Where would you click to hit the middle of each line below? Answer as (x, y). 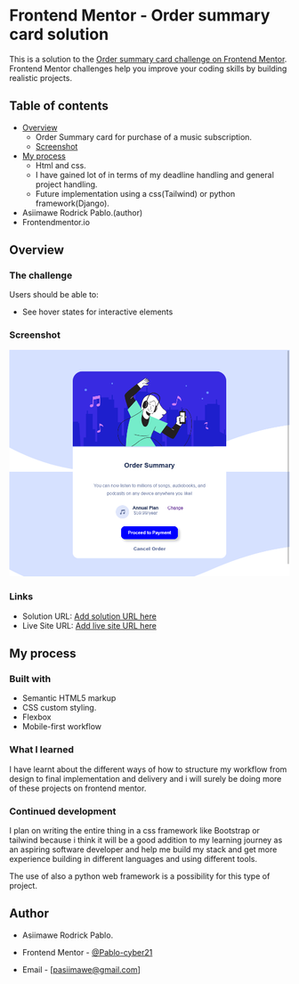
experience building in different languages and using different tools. (133, 858)
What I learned (41, 750)
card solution (59, 34)
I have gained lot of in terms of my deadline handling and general (154, 175)
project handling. (66, 184)
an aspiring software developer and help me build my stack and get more (143, 849)
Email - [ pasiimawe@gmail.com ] (81, 969)
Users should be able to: (54, 295)
